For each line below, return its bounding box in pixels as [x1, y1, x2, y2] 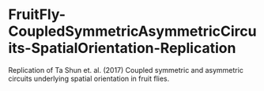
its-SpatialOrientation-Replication [8, 40, 236, 57]
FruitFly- [8, 6, 66, 24]
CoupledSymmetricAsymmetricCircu [8, 22, 257, 40]
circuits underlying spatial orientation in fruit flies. [8, 74, 170, 83]
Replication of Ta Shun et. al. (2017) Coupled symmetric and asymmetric [8, 65, 243, 74]
